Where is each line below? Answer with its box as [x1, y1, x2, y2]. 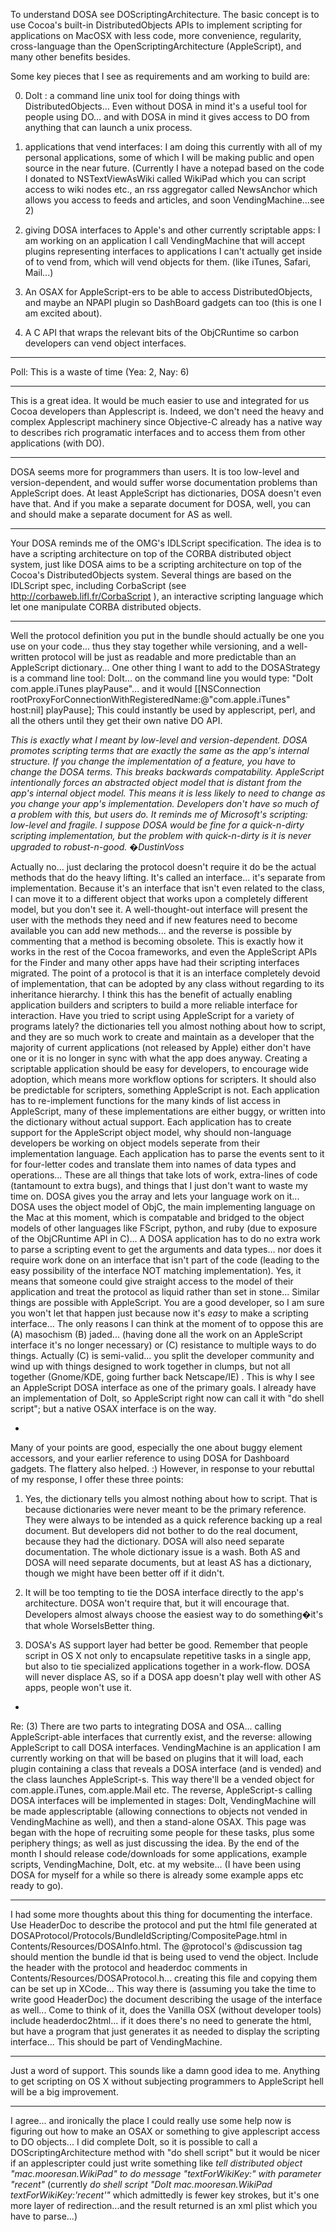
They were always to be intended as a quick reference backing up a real [24, 1514, 323, 1526]
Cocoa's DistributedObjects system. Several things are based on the [10, 569, 292, 581]
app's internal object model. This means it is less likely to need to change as [10, 787, 326, 799]
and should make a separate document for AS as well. [10, 509, 233, 520]
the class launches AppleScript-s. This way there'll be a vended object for [10, 1774, 315, 1785]
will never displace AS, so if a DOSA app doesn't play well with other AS [24, 1671, 322, 1683]
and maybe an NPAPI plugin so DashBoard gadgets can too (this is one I [24, 297, 322, 308]
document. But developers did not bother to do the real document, [24, 1525, 299, 1536]
